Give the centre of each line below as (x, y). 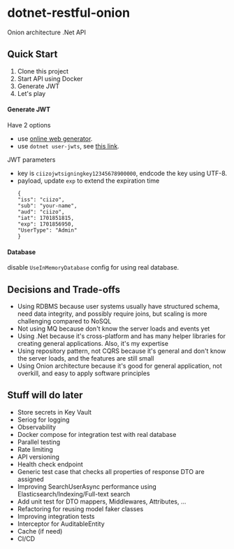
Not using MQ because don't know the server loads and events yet (114, 328)
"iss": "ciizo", (41, 200)
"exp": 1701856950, (46, 224)
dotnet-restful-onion (69, 13)
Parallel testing (39, 442)
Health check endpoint (50, 464)
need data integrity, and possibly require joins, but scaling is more (112, 314)
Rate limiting (35, 449)
